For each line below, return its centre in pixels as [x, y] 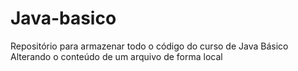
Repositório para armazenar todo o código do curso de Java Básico [149, 46]
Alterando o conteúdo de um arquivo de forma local [116, 56]
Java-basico [63, 18]
